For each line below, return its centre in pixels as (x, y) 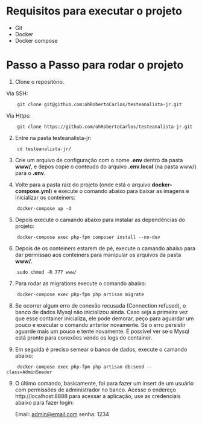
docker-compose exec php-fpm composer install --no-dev (89, 237)
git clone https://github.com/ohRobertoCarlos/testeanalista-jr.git (105, 127)
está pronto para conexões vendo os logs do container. (84, 337)
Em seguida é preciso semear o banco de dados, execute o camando (101, 349)
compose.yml (33, 191)
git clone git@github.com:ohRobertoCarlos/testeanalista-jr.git (99, 104)
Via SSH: (17, 93)
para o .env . (30, 172)
